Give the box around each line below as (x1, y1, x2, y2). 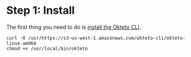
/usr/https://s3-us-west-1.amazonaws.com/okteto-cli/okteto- (28, 35, 186, 41)
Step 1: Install (6, 4, 75, 17)
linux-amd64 (6, 40, 36, 46)
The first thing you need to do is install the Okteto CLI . (6, 23, 141, 31)
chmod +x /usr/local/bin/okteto (6, 46, 88, 52)
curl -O (6, 35, 26, 41)
